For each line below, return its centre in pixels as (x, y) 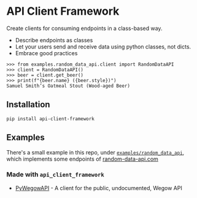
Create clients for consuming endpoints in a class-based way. (84, 28)
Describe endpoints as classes (54, 40)
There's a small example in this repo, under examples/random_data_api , (95, 152)
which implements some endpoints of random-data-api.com (82, 159)
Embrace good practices (46, 53)
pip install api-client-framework (51, 119)
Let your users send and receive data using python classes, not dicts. (103, 47)
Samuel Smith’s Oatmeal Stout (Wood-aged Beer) (68, 86)
